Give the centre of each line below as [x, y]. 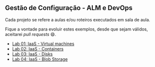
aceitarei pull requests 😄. [31, 34]
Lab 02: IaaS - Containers [38, 49]
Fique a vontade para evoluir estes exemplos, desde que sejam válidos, [77, 29]
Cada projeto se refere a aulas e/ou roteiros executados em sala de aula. [78, 19]
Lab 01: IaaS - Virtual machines [43, 44]
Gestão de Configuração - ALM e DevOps [69, 8]
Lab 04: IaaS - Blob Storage [40, 59]
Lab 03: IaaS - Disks [32, 54]
